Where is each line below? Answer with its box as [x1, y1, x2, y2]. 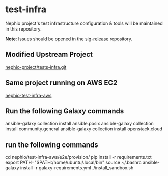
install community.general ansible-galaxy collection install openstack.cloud [5, 126, 163, 132]
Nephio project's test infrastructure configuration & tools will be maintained [5, 20, 163, 26]
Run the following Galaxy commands [5, 107, 124, 115]
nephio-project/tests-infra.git [5, 64, 67, 70]
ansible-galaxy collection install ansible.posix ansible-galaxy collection [5, 121, 154, 127]
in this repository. [5, 25, 42, 32]
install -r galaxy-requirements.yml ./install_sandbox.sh [20, 165, 134, 171]
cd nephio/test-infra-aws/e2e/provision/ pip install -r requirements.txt [5, 154, 152, 160]
